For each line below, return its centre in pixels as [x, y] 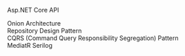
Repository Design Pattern [45, 31]
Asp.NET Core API [33, 10]
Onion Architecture [34, 23]
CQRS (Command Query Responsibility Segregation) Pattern [93, 38]
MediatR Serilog [30, 45]
